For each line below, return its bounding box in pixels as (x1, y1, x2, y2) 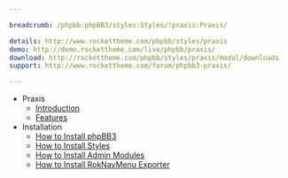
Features (35, 112, 68, 123)
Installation (21, 121, 63, 133)
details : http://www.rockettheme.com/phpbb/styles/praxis (9, 36, 228, 45)
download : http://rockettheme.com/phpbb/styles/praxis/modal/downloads (9, 53, 279, 62)
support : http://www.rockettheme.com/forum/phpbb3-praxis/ (9, 61, 232, 71)
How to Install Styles (35, 141, 111, 151)
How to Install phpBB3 (35, 131, 117, 142)
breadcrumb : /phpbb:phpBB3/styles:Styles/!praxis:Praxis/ (9, 20, 228, 29)
